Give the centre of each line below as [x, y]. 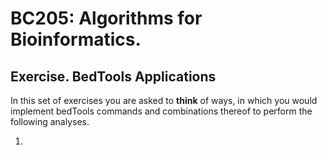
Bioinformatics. [76, 39]
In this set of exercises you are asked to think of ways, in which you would [164, 100]
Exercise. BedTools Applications [113, 76]
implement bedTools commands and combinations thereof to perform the [161, 111]
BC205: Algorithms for [106, 18]
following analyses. [50, 121]
